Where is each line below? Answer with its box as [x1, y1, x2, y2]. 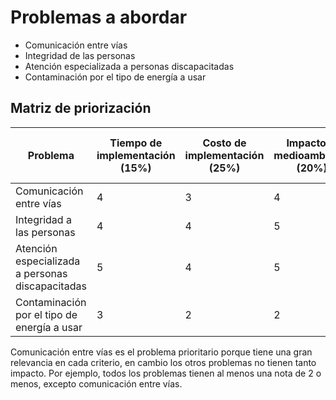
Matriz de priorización [10, 100, 152, 117]
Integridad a [15, 212, 72, 226]
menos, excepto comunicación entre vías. [10, 377, 183, 390]
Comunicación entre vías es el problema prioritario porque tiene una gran [10, 346, 313, 358]
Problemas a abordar [10, 6, 188, 29]
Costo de [202, 136, 247, 150]
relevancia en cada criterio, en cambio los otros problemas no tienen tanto [10, 356, 317, 368]
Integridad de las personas [24, 49, 136, 61]
